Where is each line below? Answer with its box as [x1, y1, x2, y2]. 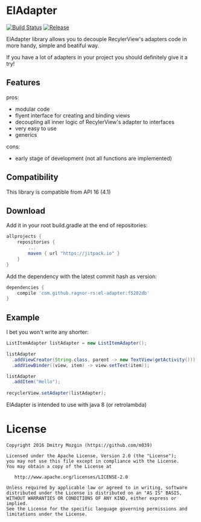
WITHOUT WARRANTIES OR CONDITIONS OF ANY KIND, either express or [6, 495, 177, 501]
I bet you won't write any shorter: [6, 328, 89, 336]
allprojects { [6, 234, 42, 240]
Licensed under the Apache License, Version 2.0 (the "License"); [6, 453, 177, 459]
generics [14, 131, 37, 138]
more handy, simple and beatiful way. [6, 42, 100, 49]
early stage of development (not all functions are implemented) [14, 154, 172, 162]
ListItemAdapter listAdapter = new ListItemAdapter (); [6, 340, 147, 346]
